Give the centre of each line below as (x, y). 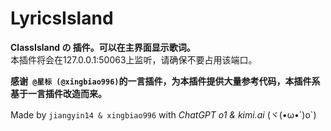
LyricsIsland (62, 18)
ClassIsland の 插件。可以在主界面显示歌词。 (103, 47)
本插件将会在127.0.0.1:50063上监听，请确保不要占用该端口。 (134, 59)
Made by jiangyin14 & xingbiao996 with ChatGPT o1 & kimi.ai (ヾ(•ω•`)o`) (163, 114)
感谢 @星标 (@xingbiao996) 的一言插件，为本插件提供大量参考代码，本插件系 (165, 81)
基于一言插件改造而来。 (58, 93)
